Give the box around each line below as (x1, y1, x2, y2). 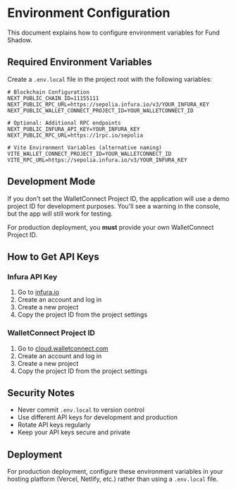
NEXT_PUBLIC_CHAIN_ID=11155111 (7, 94, 99, 102)
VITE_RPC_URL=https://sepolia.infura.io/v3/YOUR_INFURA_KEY (7, 157, 188, 164)
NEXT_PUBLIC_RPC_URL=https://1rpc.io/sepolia (7, 132, 143, 139)
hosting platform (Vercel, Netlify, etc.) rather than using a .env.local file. (7, 474, 218, 484)
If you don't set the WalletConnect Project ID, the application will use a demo (7, 194, 230, 202)
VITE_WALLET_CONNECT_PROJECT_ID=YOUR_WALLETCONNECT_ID (7, 150, 172, 157)
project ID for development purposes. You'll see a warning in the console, (7, 202, 221, 210)
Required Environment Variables (7, 56, 153, 68)
